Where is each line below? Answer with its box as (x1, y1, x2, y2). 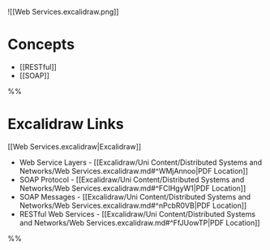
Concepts (7, 36, 75, 54)
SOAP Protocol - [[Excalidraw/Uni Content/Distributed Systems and (19, 175, 245, 184)
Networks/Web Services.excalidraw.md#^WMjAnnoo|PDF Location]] (19, 166, 249, 175)
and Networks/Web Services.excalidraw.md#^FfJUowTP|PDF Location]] (19, 218, 260, 227)
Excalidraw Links (7, 115, 125, 133)
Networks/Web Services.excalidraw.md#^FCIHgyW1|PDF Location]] (19, 183, 246, 193)
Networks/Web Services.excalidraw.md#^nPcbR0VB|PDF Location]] (19, 200, 247, 210)
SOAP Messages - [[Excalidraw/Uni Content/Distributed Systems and (19, 192, 251, 201)
